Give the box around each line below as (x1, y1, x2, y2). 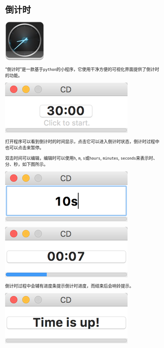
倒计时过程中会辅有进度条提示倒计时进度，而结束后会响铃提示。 (5, 283, 134, 289)
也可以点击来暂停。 (5, 145, 44, 150)
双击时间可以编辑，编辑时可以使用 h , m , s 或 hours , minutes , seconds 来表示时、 (5, 155, 158, 161)
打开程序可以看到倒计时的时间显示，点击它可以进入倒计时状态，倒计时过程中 (5, 138, 160, 144)
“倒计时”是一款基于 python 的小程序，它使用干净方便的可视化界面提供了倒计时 (5, 66, 160, 72)
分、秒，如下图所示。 (5, 161, 48, 167)
